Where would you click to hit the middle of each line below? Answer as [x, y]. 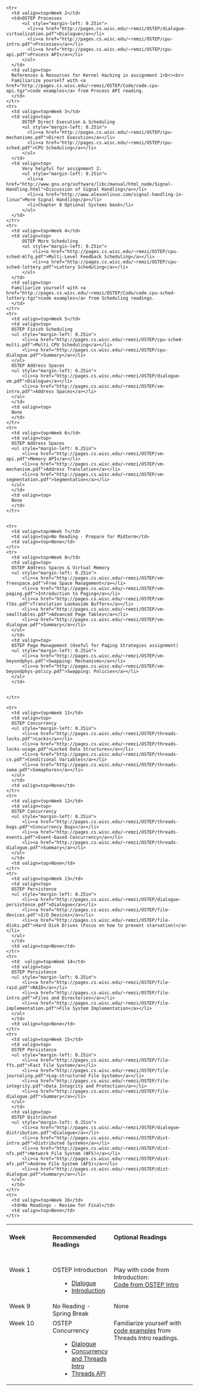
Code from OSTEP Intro [146, 1284]
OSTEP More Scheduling [50, 241]
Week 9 [20, 1306]
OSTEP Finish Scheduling [42, 329]
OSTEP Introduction [80, 1270]
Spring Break [70, 1313]
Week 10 [22, 1323]
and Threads [89, 1358]
